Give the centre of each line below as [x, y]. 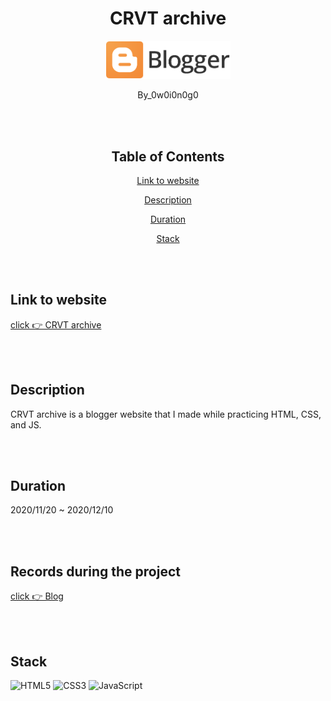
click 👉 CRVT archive [56, 324]
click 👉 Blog [37, 596]
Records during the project [95, 571]
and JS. [26, 424]
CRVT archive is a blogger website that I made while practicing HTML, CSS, [166, 414]
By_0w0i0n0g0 [168, 95]
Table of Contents [168, 156]
